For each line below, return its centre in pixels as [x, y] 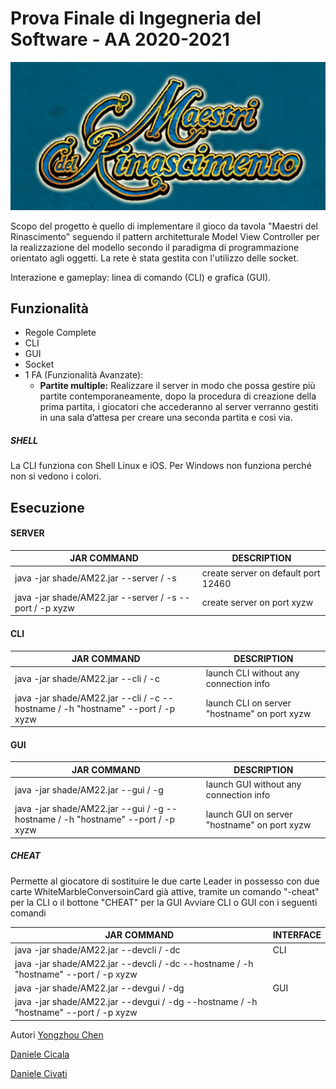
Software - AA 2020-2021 [120, 39]
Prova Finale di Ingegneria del [136, 18]
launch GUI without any [253, 784]
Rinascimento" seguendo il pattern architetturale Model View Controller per [165, 236]
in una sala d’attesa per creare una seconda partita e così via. [166, 418]
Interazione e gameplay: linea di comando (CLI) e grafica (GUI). [141, 277]
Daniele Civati [39, 1073]
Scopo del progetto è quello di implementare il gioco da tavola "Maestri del [164, 226]
